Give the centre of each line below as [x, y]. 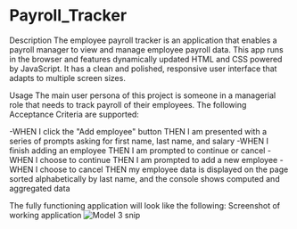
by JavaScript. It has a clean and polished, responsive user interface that [143, 69]
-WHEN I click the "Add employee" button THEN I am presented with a [138, 131]
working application [45, 215]
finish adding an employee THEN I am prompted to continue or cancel [137, 150]
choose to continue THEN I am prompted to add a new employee [159, 159]
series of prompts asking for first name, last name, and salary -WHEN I [139, 141]
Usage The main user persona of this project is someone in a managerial [143, 95]
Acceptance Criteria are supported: [74, 114]
